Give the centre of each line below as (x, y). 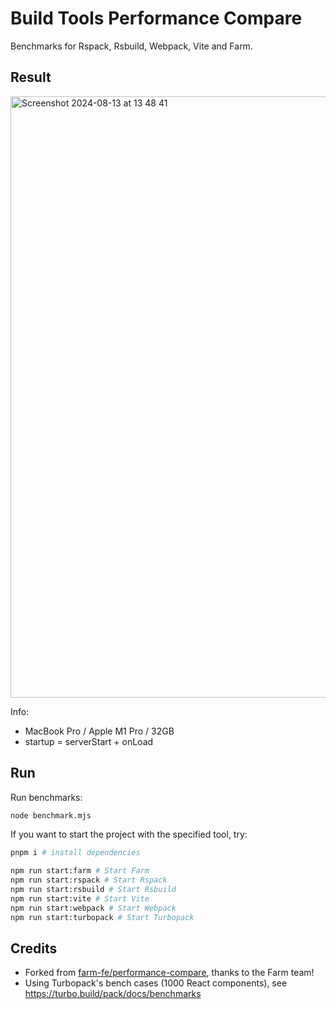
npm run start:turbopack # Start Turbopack (102, 917)
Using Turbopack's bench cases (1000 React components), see (156, 983)
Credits (34, 948)
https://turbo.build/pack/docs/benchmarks (113, 994)
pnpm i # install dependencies (75, 853)
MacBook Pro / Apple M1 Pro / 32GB (99, 731)
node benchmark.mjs (51, 815)
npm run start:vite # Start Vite (80, 898)
